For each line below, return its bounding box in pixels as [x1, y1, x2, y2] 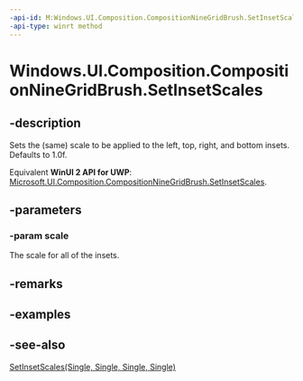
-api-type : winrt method [9, 22, 103, 31]
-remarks [9, 276, 63, 292]
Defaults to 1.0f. [9, 149, 68, 160]
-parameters [9, 202, 82, 218]
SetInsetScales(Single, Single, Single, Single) [9, 361, 176, 372]
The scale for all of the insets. [9, 250, 120, 261]
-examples [9, 306, 71, 321]
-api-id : [9, 13, 42, 23]
